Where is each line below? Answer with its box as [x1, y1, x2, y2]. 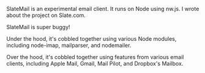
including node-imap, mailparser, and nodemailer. [6, 42, 132, 49]
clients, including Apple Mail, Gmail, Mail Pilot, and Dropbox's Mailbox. [6, 60, 184, 67]
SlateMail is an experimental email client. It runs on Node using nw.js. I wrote [6, 5, 199, 12]
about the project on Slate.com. [6, 12, 86, 19]
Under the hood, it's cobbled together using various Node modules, [6, 35, 177, 42]
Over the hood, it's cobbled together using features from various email [6, 54, 184, 60]
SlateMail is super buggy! [6, 24, 70, 30]
